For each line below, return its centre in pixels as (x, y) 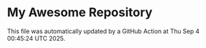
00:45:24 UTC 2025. (36, 38)
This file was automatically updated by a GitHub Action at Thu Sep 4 (103, 31)
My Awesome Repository (80, 13)
